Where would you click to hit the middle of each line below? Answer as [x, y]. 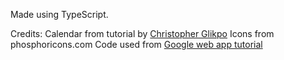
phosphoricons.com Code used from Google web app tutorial [136, 44]
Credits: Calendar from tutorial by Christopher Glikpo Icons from [142, 33]
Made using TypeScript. [59, 14]
